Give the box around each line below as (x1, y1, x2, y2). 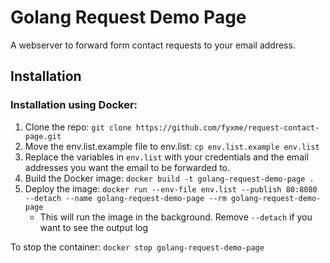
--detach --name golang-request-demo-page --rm (24, 193, 227, 203)
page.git (24, 131, 62, 141)
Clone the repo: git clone (24, 121, 132, 133)
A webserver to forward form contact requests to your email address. (10, 39, 296, 51)
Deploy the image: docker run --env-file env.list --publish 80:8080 (24, 182, 318, 195)
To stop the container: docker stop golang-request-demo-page (10, 241, 265, 253)
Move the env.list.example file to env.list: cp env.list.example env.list (24, 140, 320, 152)
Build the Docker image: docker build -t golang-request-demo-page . (24, 172, 315, 184)
